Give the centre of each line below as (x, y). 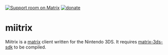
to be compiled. (30, 47)
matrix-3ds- (151, 41)
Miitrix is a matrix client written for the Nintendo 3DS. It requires (71, 41)
